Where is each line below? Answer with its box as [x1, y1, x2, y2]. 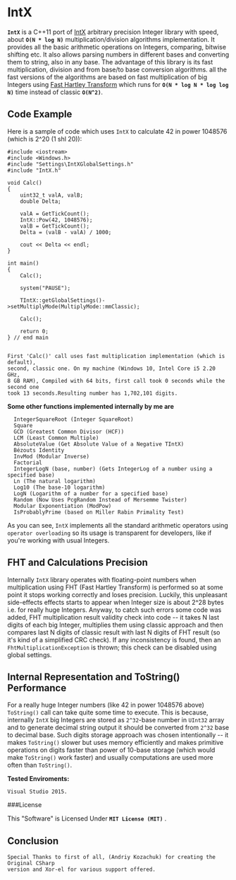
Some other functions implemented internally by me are [7, 402, 174, 410]
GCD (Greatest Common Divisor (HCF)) [13, 428, 125, 435]
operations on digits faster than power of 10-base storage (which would [7, 746, 216, 754]
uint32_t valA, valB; [20, 192, 83, 199]
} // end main [7, 334, 49, 341]
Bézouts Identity [13, 446, 65, 453]
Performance [7, 682, 67, 694]
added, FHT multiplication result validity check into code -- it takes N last [7, 613, 220, 621]
